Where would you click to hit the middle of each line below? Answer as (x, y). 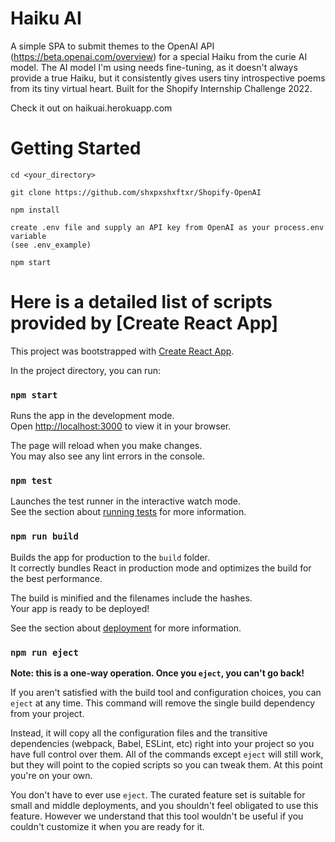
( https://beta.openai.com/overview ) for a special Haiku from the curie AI (159, 56)
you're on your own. (51, 775)
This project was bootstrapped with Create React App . (122, 351)
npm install (35, 210)
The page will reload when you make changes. (106, 446)
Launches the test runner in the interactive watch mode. (126, 501)
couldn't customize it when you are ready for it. (107, 826)
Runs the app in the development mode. (92, 416)
